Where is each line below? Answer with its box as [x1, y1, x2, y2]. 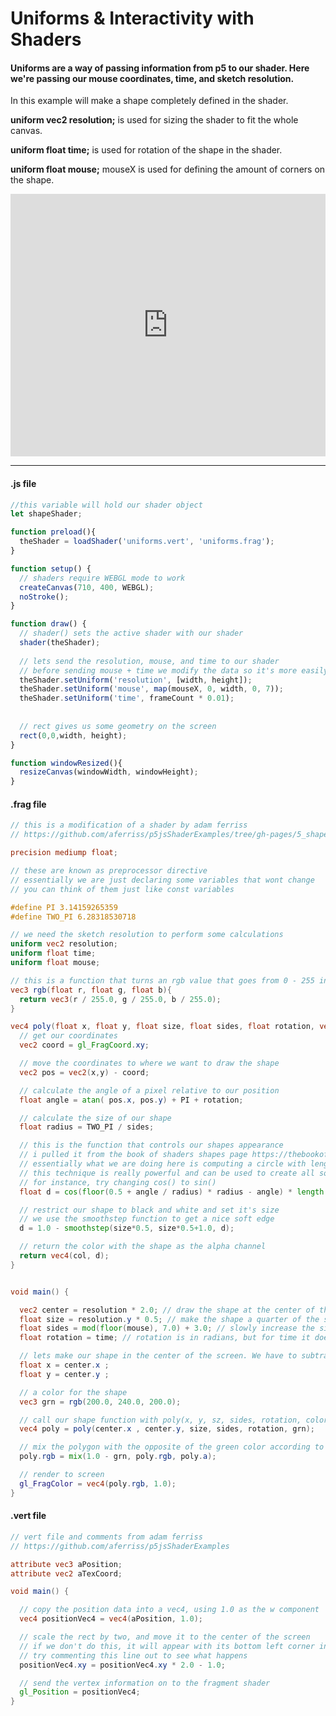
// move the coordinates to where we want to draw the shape [19, 1058, 280, 1069]
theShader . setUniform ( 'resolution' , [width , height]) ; [19, 675, 253, 685]
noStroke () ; [19, 592, 70, 602]
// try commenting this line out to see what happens [19, 1650, 248, 1661]
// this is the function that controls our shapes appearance [19, 1140, 284, 1151]
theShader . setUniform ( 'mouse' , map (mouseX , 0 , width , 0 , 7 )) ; [19, 684, 284, 694]
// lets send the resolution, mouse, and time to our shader [19, 656, 280, 666]
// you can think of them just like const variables [10, 884, 235, 894]
